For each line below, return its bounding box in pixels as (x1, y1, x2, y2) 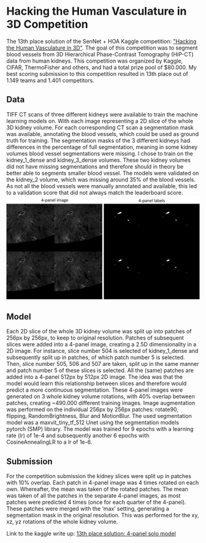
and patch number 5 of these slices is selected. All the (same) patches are (6, 366, 194, 374)
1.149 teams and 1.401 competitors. (6, 77, 94, 84)
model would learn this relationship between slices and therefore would (6, 380, 187, 387)
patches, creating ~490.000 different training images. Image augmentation (6, 400, 196, 407)
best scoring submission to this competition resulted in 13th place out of (6, 70, 188, 77)
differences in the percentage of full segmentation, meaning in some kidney (6, 143, 198, 151)
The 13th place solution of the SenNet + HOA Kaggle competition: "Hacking (6, 37, 197, 45)
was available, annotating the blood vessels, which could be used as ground (6, 130, 199, 137)
